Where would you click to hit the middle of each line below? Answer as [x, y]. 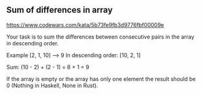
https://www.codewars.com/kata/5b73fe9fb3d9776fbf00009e [85, 25]
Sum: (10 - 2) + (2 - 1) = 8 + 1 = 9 [48, 67]
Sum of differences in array [60, 10]
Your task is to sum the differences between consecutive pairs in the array [100, 37]
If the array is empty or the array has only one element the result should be [101, 78]
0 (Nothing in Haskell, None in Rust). [52, 85]
